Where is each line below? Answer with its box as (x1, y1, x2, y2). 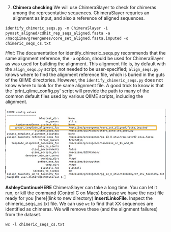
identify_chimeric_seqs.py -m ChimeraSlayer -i (5, 25, 108, 31)
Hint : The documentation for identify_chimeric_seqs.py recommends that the (5, 50, 166, 56)
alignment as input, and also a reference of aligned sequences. (12, 15, 145, 21)
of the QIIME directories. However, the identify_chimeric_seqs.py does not (5, 77, 163, 83)
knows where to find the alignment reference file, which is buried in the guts (5, 71, 165, 78)
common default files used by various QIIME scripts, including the (5, 93, 144, 99)
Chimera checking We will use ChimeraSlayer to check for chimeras (12, 5, 157, 10)
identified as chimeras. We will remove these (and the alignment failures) (5, 206, 158, 212)
